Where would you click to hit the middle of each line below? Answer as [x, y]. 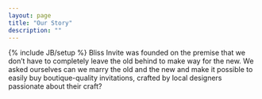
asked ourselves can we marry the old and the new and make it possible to [131, 70]
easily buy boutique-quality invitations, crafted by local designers [115, 78]
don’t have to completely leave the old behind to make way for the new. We [131, 61]
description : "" [35, 30]
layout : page [30, 15]
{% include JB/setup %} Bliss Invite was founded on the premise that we [127, 53]
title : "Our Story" [40, 23]
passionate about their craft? [55, 86]
